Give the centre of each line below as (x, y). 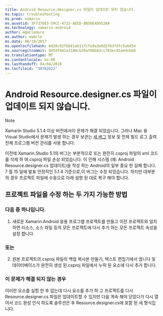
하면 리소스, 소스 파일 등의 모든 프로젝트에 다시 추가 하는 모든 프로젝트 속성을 (85, 227)
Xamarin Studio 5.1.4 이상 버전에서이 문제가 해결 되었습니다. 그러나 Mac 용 (76, 131)
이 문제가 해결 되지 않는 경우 (36, 279)
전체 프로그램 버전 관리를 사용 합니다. (40, 143)
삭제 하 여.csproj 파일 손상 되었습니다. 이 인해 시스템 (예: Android (72, 159)
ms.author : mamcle (24, 37)
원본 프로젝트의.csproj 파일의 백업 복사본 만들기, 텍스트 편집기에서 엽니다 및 (84, 259)
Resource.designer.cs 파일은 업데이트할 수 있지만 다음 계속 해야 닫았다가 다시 (79, 297)
